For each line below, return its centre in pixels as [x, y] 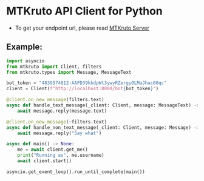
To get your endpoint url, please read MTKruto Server [82, 28]
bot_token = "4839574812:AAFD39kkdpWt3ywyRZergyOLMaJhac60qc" [87, 83]
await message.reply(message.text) [62, 111]
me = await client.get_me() [53, 150]
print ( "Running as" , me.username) [61, 156]
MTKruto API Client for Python [84, 11]
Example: [24, 47]
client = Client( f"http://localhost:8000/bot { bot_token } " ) [83, 89]
